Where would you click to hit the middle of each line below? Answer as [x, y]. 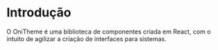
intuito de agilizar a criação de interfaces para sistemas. [87, 38]
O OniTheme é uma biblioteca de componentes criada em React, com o [109, 32]
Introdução [39, 13]
